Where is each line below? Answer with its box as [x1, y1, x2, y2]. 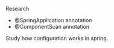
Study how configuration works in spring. [5, 35, 109, 41]
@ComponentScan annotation [14, 23, 90, 30]
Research [5, 5, 30, 12]
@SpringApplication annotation [14, 17, 92, 23]
